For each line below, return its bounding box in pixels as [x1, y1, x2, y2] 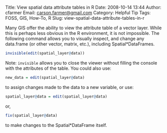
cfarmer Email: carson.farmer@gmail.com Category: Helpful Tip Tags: [5, 10, 151, 16]
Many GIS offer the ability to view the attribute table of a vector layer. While [5, 25, 162, 31]
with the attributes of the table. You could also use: [5, 65, 111, 71]
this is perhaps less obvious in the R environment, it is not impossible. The [5, 30, 159, 36]
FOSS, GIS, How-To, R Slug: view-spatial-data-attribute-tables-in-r [5, 15, 145, 21]
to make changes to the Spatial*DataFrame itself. [5, 122, 107, 128]
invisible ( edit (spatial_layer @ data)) [5, 51, 85, 56]
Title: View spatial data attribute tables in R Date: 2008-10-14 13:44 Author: [5, 5, 161, 10]
